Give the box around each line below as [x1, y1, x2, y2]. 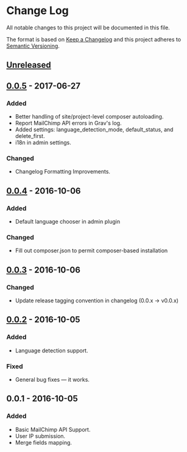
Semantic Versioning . [6, 42, 60, 49]
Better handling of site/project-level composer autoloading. [15, 113, 164, 120]
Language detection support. [15, 346, 88, 354]
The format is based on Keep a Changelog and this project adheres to [6, 35, 182, 43]
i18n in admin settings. [15, 139, 72, 147]
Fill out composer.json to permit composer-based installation [15, 247, 168, 254]
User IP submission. [15, 432, 66, 440]
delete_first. [15, 133, 45, 140]
